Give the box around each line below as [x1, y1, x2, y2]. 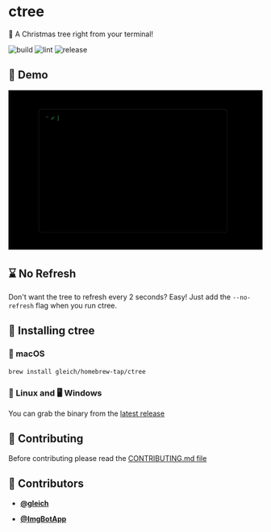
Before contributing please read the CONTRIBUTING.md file [8, 453, 207, 463]
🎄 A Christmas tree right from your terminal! [8, 29, 154, 39]
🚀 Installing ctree [8, 324, 95, 337]
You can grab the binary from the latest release [8, 408, 165, 418]
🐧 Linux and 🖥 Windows [8, 387, 102, 398]
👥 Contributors [8, 477, 85, 491]
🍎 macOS [8, 348, 45, 359]
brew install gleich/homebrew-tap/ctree [8, 367, 147, 375]
